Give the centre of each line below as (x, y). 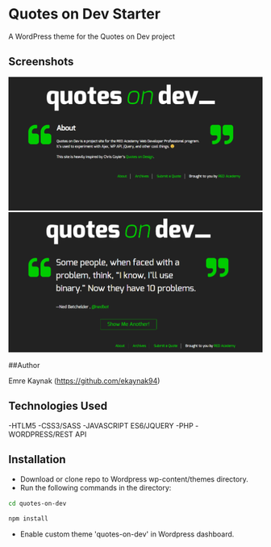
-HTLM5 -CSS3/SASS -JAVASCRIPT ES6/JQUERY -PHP (101, 425)
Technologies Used (58, 406)
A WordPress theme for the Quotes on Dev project (92, 36)
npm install (28, 519)
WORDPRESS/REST (41, 434)
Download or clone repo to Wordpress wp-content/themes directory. (134, 479)
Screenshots (41, 62)
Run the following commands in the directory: (96, 487)
